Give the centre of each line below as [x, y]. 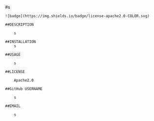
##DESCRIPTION [20, 24]
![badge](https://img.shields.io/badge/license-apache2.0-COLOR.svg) [77, 16]
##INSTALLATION [21, 42]
